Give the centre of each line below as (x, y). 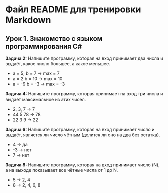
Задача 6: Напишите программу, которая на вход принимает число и (80, 129)
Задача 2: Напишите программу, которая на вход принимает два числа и (84, 58)
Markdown (28, 20)
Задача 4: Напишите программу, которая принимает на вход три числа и (84, 94)
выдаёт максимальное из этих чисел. (46, 99)
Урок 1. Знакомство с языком (54, 38)
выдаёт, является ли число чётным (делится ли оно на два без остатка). (83, 135)
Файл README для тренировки (73, 9)
